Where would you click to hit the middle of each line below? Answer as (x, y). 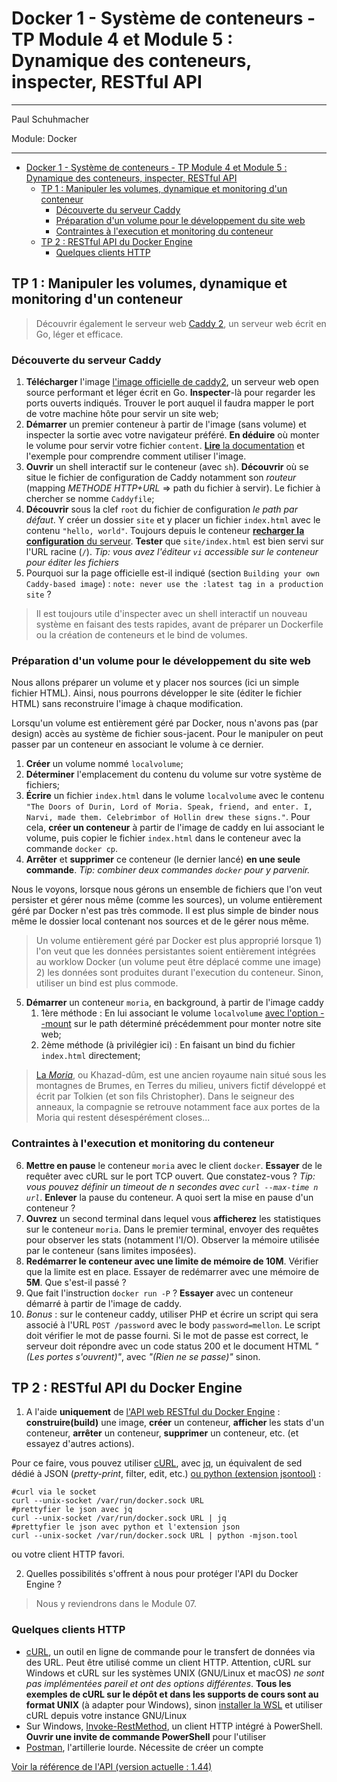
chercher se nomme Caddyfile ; (90, 499)
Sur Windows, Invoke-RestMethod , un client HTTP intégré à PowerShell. (174, 1726)
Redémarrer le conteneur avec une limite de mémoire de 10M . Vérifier (172, 1261)
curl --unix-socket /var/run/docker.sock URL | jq (119, 1518)
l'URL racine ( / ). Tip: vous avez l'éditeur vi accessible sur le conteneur (172, 552)
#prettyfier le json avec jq (72, 1510)
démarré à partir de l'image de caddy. (103, 1303)
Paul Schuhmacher (50, 119)
